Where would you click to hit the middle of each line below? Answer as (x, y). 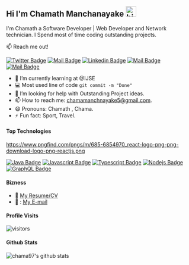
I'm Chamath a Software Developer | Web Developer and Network (87, 28)
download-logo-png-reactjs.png (46, 151)
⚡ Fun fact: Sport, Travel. (45, 115)
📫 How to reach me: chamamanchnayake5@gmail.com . (83, 100)
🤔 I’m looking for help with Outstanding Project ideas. (79, 93)
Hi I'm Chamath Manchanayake (65, 14)
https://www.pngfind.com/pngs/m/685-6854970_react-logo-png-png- (92, 145)
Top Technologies (29, 131)
